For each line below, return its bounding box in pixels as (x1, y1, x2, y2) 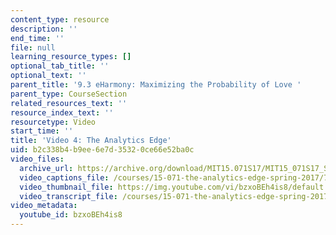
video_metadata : (10, 201, 78, 211)
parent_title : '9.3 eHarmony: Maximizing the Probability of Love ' (10, 80, 302, 90)
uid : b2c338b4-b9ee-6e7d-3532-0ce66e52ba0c (10, 145, 195, 155)
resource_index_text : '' (10, 107, 114, 118)
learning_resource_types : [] (10, 52, 132, 62)
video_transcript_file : (19, 191, 118, 201)
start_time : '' (10, 126, 74, 136)
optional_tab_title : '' (10, 61, 110, 71)
